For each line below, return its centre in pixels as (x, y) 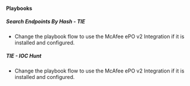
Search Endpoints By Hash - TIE (46, 22)
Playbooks (19, 8)
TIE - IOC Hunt (24, 56)
